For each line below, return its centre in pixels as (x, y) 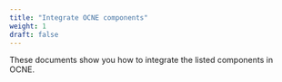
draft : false (34, 34)
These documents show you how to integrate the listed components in (141, 60)
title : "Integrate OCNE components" (79, 18)
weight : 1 (28, 26)
